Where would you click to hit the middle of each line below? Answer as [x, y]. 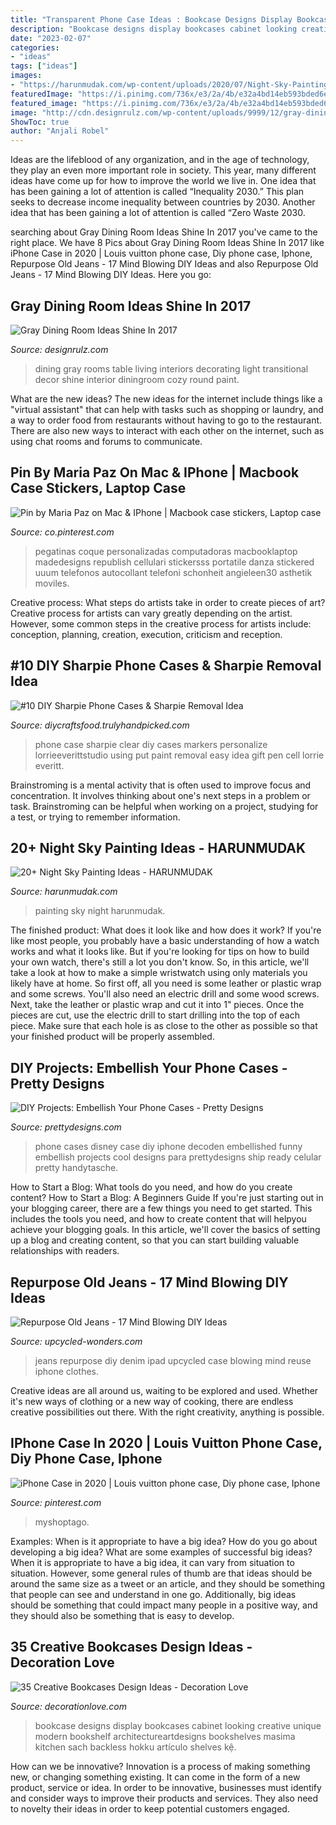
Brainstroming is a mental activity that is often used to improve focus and [161, 785]
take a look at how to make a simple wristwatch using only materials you [159, 973]
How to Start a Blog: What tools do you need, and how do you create [151, 1187]
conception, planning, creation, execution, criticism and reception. [146, 634]
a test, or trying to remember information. [95, 817]
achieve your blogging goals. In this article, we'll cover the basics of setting [165, 1230]
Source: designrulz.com [59, 349]
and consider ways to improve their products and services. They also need [164, 1798]
